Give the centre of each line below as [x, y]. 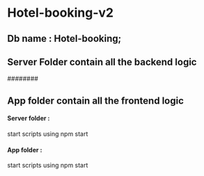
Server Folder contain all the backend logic [102, 62]
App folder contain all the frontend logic [96, 101]
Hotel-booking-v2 [60, 13]
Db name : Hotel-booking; [64, 39]
